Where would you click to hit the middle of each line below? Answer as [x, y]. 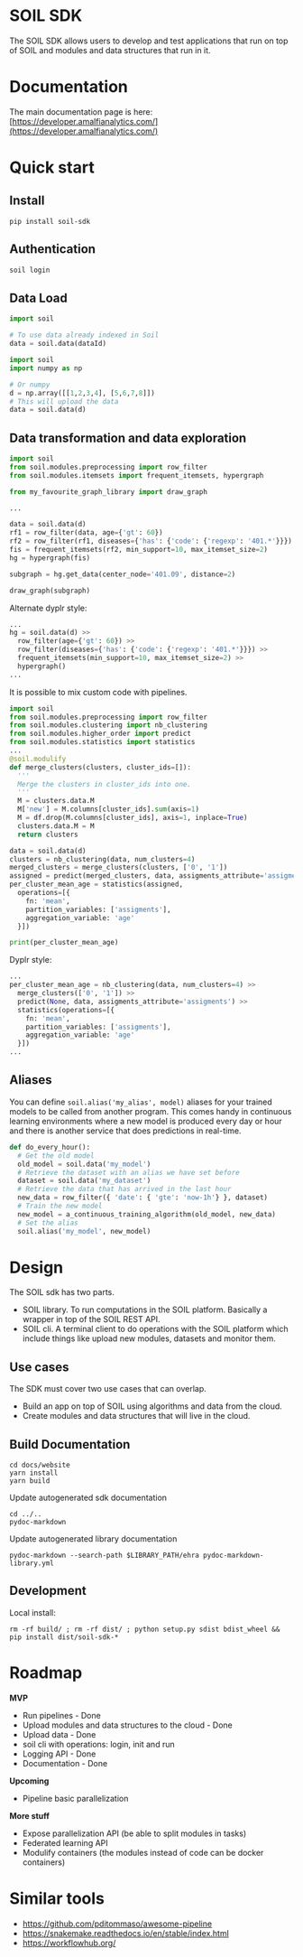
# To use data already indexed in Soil [84, 335]
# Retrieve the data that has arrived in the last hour [124, 1189]
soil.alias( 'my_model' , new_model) [84, 1231]
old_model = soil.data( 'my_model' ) [84, 1164]
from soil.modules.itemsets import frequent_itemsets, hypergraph [137, 475]
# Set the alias [48, 1223]
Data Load [38, 298]
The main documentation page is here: [81, 112]
